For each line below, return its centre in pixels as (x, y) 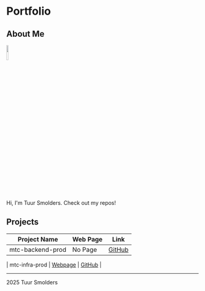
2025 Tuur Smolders (32, 282)
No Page (85, 249)
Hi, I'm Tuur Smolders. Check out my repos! (61, 203)
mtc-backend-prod (38, 249)
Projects (23, 222)
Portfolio (29, 11)
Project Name (38, 239)
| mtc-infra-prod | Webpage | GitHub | (54, 265)
